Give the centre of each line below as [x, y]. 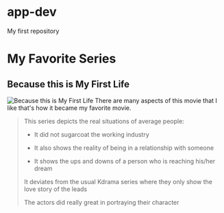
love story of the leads [55, 189]
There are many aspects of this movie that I [156, 100]
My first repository [33, 31]
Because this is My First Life [69, 84]
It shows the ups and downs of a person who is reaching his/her [125, 161]
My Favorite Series [62, 59]
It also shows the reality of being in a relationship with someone [124, 148]
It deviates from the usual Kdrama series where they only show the [118, 181]
